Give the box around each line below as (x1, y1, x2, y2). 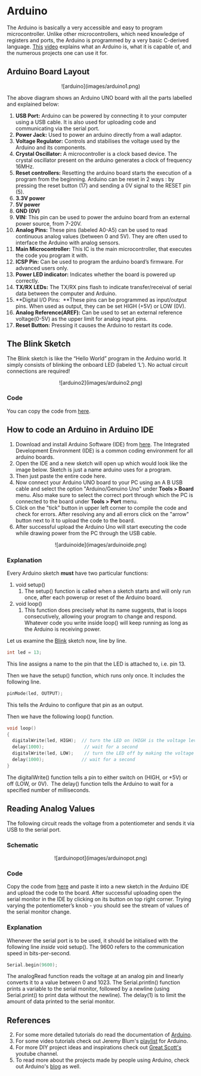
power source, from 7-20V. (15, 220, 82, 227)
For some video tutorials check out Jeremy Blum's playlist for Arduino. (15, 1038, 188, 1045)
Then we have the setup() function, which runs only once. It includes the (7, 672, 185, 679)
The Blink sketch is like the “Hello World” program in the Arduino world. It (7, 354, 187, 362)
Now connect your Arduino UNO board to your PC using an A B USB (15, 479, 183, 486)
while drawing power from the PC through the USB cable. (15, 529, 157, 537)
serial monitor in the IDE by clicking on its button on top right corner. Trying (7, 896, 191, 903)
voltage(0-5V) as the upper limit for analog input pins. (15, 315, 148, 322)
